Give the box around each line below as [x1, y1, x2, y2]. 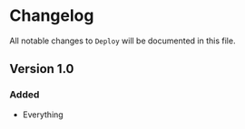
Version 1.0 [9, 61, 74, 77]
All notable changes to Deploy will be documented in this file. [9, 35, 236, 46]
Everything [22, 109, 64, 120]
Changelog [9, 5, 94, 26]
